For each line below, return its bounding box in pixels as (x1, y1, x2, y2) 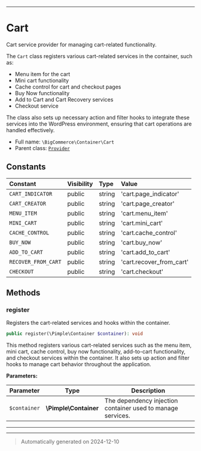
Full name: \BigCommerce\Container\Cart (14, 138, 115, 145)
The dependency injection (104, 397, 178, 405)
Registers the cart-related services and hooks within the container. (6, 319, 170, 327)
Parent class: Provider (14, 144, 70, 151)
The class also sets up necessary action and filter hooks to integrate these (6, 114, 190, 121)
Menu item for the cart (14, 70, 71, 78)
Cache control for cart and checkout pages (14, 83, 121, 90)
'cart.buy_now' (120, 238, 163, 246)
